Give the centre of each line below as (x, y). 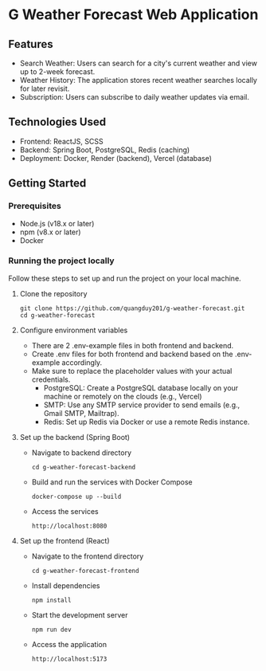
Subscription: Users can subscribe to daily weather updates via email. (134, 97)
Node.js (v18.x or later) (57, 223)
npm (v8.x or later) (50, 232)
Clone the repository (53, 293)
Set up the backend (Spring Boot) (74, 437)
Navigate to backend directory (82, 453)
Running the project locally (61, 261)
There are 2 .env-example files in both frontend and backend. (133, 345)
